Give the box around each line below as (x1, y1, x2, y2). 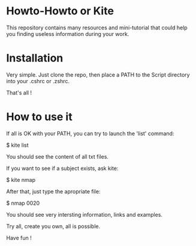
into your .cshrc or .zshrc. (6, 77, 70, 84)
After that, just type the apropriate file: (6, 187, 101, 195)
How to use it (6, 110, 73, 124)
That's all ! (6, 89, 32, 96)
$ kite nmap (6, 176, 36, 183)
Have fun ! (6, 234, 32, 241)
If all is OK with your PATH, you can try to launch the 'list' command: (6, 130, 174, 137)
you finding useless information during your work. (6, 30, 129, 37)
